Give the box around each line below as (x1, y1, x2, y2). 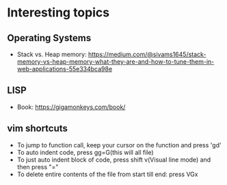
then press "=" (16, 162, 59, 171)
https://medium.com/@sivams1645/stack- (88, 50, 206, 58)
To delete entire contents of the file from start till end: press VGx (16, 170, 198, 178)
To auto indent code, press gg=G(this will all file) (16, 148, 154, 156)
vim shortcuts (7, 123, 68, 134)
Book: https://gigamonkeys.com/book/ (16, 103, 126, 111)
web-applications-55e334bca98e (16, 65, 113, 73)
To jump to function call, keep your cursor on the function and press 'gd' (16, 140, 222, 149)
